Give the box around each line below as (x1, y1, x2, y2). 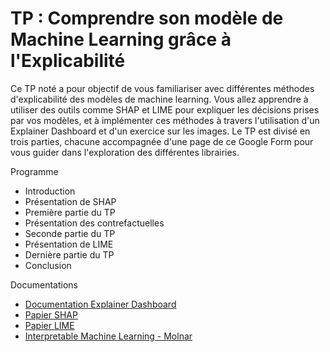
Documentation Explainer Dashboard (24, 298, 177, 310)
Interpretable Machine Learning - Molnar (24, 330, 193, 342)
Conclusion (24, 259, 72, 271)
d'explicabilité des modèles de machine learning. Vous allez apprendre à (10, 93, 309, 105)
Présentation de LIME (24, 238, 114, 250)
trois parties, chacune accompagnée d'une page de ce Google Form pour (10, 135, 314, 147)
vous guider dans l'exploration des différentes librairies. (10, 146, 240, 158)
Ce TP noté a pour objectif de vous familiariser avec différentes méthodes (10, 82, 315, 94)
